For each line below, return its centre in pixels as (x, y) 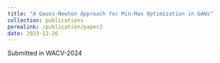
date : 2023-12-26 (33, 33)
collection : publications (45, 20)
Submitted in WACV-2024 (45, 53)
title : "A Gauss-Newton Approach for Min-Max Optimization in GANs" (110, 14)
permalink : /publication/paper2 (55, 27)
